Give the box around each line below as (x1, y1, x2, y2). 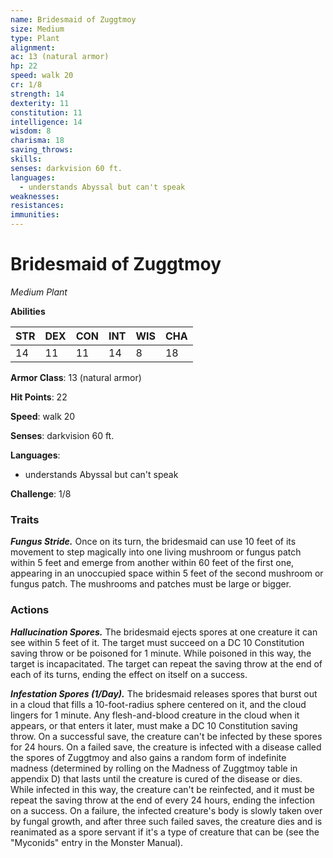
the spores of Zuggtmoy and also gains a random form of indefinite (10, 751, 287, 763)
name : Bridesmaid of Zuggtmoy (10, 14, 137, 25)
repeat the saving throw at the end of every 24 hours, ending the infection (10, 794, 315, 806)
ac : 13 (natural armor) (10, 52, 110, 62)
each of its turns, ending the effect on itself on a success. (10, 668, 248, 680)
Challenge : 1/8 (10, 487, 72, 500)
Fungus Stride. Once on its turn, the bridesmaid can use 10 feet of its (10, 536, 297, 548)
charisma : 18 (10, 136, 65, 146)
